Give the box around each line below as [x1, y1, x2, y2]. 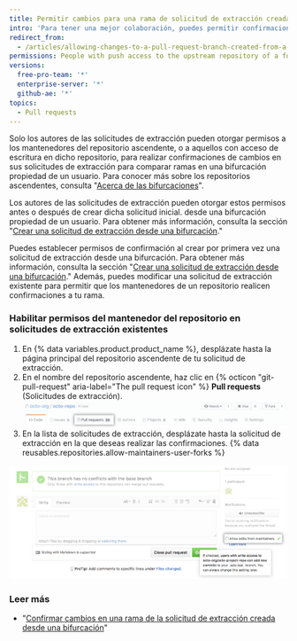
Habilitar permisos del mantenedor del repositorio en [9, 312, 241, 324]
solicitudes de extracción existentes [9, 324, 169, 336]
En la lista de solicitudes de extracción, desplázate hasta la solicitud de [21, 428, 281, 439]
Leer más [9, 593, 50, 606]
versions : [9, 61, 46, 70]
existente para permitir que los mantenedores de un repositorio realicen [9, 280, 270, 292]
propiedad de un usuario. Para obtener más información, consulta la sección [9, 216, 288, 227]
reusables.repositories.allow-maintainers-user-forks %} [21, 448, 225, 458]
